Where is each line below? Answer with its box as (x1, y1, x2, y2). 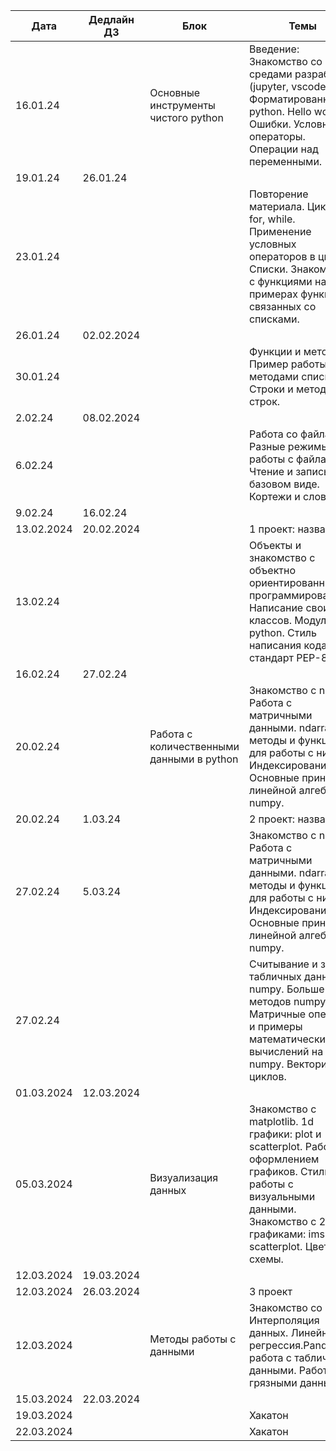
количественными (149, 740, 240, 753)
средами (248, 67, 293, 81)
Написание (248, 601, 304, 614)
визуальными (248, 1190, 316, 1203)
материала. (248, 200, 305, 213)
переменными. (248, 155, 323, 168)
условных (248, 237, 297, 251)
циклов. (248, 1070, 287, 1083)
